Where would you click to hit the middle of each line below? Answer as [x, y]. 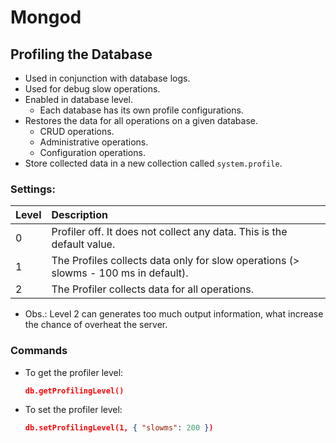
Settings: [33, 189]
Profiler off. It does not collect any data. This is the [169, 232]
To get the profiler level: [74, 372]
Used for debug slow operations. [92, 89]
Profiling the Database [81, 54]
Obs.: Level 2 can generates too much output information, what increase [174, 314]
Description [79, 215]
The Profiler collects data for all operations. [152, 289]
